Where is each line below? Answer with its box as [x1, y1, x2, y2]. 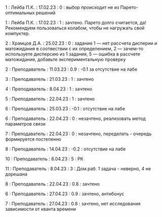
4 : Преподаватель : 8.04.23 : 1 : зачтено [5, 86, 92, 92]
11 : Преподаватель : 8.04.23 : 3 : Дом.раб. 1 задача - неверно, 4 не [5, 166, 151, 172]
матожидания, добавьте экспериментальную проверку [5, 56, 126, 63]
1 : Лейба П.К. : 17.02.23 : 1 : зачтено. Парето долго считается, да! [5, 20, 146, 25]
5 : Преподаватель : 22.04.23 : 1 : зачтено [5, 96, 95, 102]
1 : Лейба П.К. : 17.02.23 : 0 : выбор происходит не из [5, 5, 119, 10]
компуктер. [5, 30, 30, 36]
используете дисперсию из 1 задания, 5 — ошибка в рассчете [5, 51, 141, 57]
